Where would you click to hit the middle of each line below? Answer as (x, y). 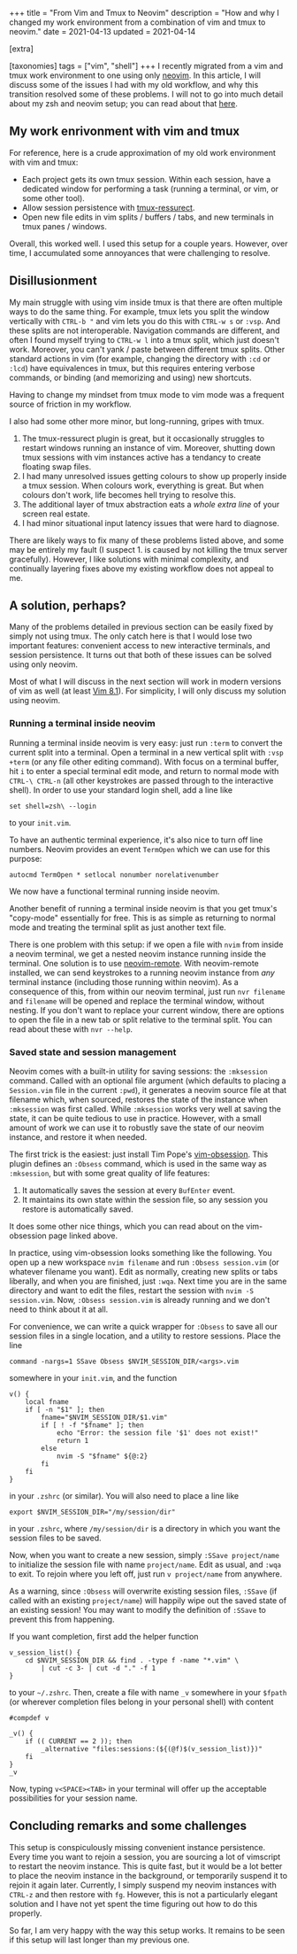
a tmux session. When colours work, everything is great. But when (143, 485)
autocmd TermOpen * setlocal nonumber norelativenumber (114, 875)
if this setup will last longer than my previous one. (99, 1940)
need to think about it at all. (59, 1309)
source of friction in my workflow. (70, 404)
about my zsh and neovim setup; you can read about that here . (124, 104)
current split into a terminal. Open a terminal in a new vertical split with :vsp (147, 752)
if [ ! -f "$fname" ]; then (92, 1425)
